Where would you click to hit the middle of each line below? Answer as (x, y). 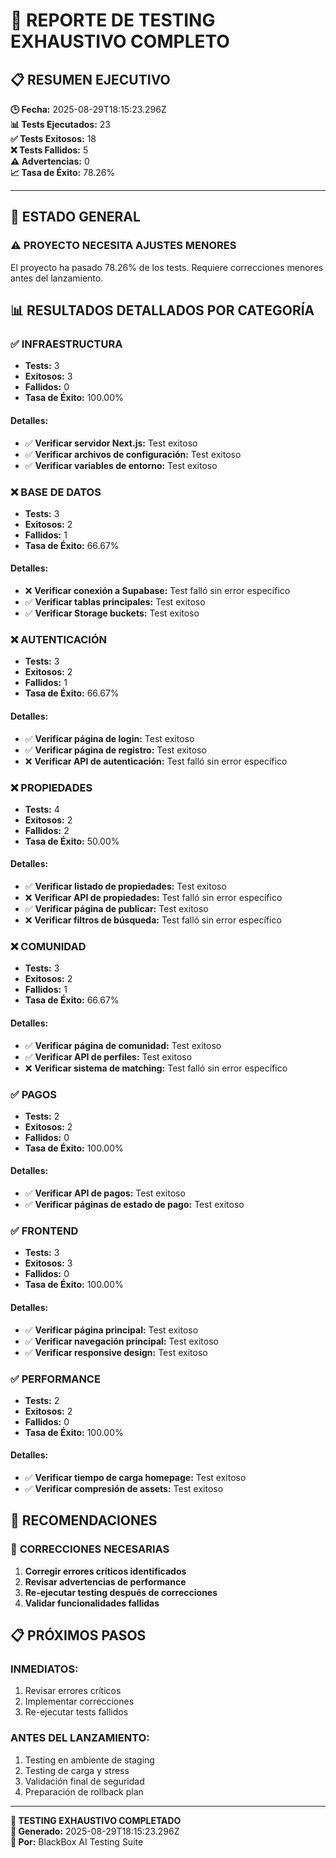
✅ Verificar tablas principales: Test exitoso (115, 602)
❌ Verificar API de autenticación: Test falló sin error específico (156, 761)
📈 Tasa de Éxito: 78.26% (63, 172)
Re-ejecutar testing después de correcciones (121, 1592)
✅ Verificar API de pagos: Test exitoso (105, 1193)
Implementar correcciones (79, 1701)
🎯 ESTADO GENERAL (75, 217)
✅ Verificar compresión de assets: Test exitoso (124, 1489)
